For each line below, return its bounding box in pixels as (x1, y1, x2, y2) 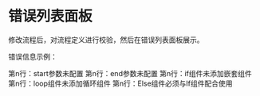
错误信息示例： (8, 52, 57, 61)
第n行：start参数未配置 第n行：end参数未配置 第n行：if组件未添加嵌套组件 (8, 68, 253, 78)
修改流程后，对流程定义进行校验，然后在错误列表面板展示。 (8, 35, 204, 44)
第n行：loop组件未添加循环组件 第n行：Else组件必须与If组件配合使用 (8, 79, 233, 88)
